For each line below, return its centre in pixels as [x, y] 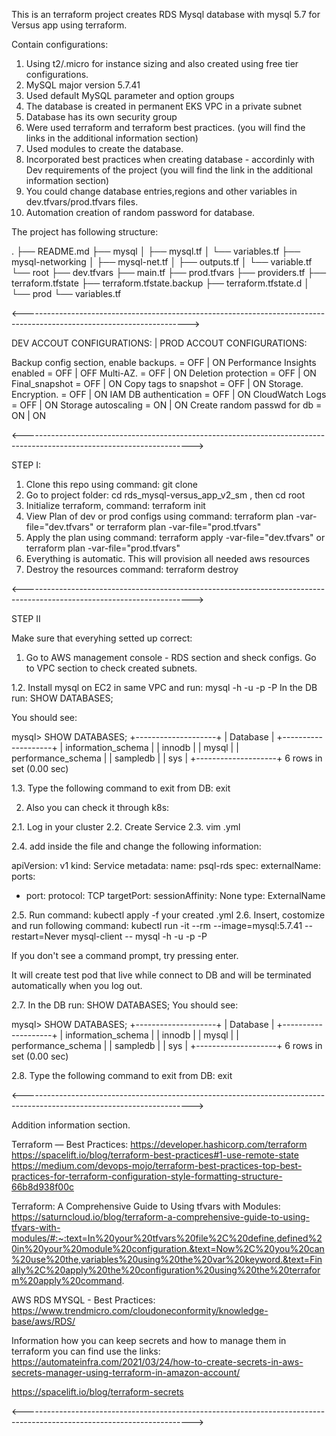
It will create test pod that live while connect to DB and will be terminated [161, 975]
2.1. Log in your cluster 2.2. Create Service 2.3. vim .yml [126, 827]
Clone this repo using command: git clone [112, 484]
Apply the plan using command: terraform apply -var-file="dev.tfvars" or [175, 537]
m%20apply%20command [67, 1280]
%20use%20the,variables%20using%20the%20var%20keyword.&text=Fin [167, 1259]
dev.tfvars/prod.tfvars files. [82, 202]
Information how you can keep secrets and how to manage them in [149, 1340]
